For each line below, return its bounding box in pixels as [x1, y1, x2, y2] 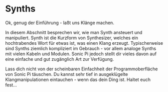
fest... [5, 81, 18, 88]
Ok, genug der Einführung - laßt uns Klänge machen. [5, 20, 114, 26]
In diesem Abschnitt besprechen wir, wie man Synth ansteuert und [5, 29, 143, 35]
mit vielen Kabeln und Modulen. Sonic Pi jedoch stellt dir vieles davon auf [5, 51, 157, 57]
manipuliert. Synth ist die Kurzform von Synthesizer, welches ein [5, 35, 138, 41]
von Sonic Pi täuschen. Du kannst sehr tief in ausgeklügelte [5, 71, 128, 77]
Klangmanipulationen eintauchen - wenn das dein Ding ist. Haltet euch [5, 76, 151, 82]
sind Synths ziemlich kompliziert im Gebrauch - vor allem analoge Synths [5, 45, 156, 51]
